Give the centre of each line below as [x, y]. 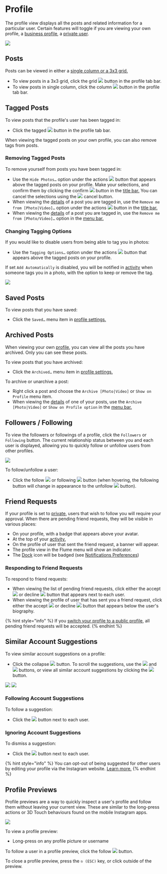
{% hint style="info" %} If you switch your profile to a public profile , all [78, 620]
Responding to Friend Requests [44, 568]
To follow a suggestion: [29, 709]
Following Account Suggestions [45, 698]
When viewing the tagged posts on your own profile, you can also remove [81, 140]
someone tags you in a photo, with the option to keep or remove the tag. [79, 273]
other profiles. [20, 451]
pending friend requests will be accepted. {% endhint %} [64, 626]
